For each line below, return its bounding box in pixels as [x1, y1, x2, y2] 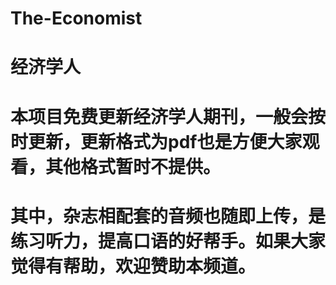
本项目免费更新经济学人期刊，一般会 [10, 105, 309, 128]
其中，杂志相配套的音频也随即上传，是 [10, 205, 327, 227]
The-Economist [10, 7, 143, 30]
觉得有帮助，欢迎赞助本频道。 [10, 255, 257, 277]
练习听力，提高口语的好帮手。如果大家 [10, 230, 327, 252]
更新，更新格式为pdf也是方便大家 [28, 130, 303, 153]
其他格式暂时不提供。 [45, 155, 222, 178]
